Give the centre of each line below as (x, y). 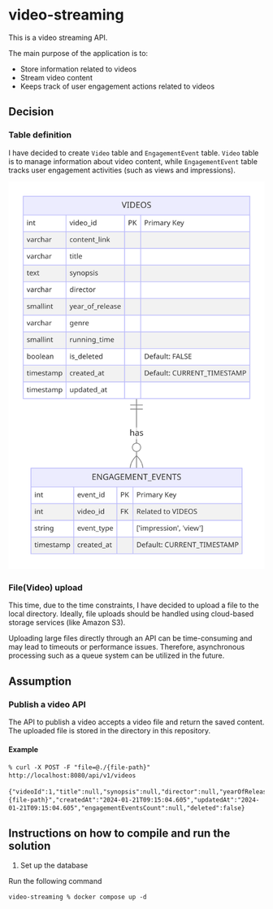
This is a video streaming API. (58, 37)
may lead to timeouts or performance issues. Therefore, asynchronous (127, 647)
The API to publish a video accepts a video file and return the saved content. (136, 722)
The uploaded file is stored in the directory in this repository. (110, 731)
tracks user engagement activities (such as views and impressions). (122, 170)
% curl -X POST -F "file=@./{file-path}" (80, 768)
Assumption (40, 681)
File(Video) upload (45, 587)
